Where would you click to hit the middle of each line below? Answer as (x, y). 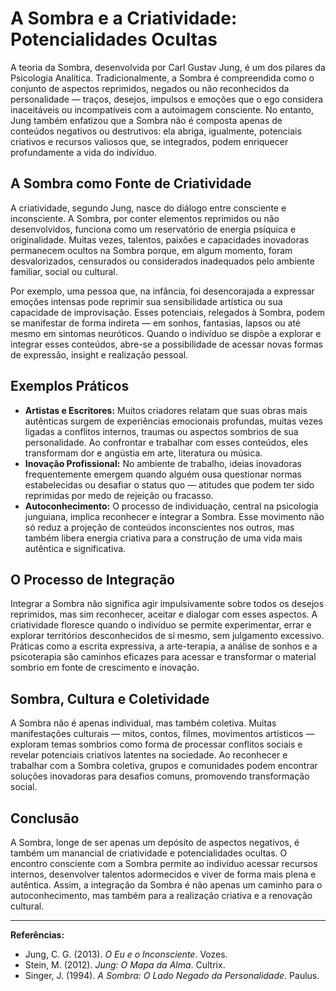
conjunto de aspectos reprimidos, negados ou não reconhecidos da (150, 88)
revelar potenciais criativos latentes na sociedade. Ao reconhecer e (149, 755)
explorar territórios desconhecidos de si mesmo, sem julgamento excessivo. (167, 636)
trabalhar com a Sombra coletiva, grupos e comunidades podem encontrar (164, 766)
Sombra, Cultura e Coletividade (110, 698)
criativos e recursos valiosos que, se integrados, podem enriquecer (149, 141)
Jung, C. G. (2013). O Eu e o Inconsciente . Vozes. (126, 954)
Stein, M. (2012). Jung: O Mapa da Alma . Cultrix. (125, 965)
